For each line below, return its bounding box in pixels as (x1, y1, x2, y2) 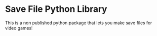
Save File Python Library (5, 3, 108, 15)
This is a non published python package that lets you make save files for (5, 20, 152, 26)
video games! (5, 25, 33, 31)
